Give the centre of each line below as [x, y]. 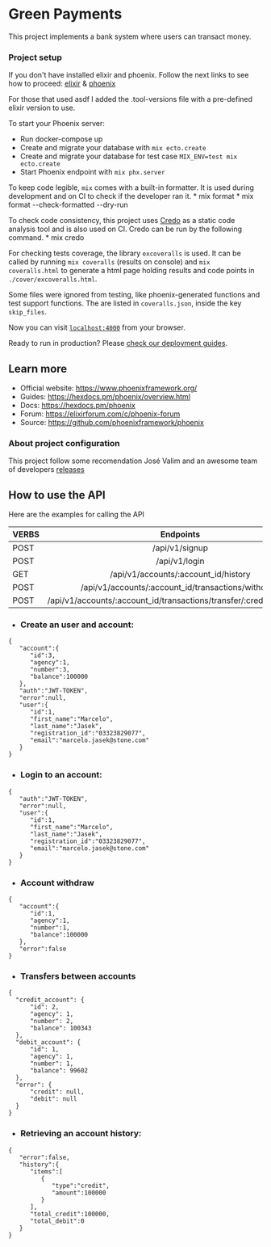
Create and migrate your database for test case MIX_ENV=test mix [129, 156]
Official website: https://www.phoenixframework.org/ [108, 388]
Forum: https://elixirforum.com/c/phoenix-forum [100, 414]
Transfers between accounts [78, 976]
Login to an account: [61, 775]
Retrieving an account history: [81, 1134]
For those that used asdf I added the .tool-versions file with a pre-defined [130, 99]
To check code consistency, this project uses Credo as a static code [122, 221]
